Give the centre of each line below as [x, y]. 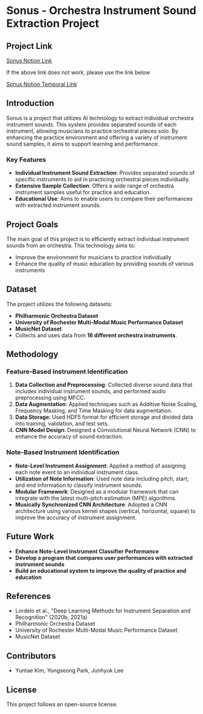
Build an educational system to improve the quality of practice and [101, 570]
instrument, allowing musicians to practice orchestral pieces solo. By [92, 131]
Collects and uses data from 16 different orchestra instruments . [96, 335]
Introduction [30, 103]
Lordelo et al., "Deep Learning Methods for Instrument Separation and [103, 611]
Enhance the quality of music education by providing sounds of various [104, 264]
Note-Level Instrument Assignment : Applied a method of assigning [100, 466]
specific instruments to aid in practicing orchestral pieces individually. [102, 180]
